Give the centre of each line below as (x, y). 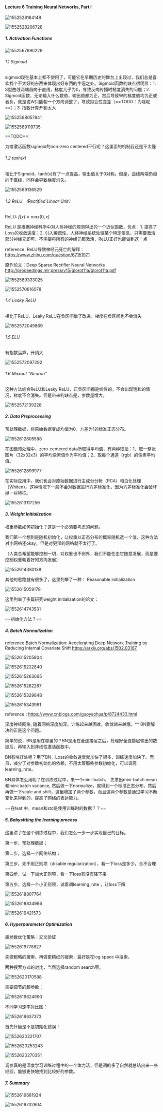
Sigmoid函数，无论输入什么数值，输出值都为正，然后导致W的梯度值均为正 (79, 96)
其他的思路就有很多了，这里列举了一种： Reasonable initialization (70, 579)
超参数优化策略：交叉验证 (31, 937)
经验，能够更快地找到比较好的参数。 (41, 1072)
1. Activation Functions (29, 38)
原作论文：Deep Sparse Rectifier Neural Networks (55, 265)
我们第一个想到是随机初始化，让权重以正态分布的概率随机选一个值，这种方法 (81, 537)
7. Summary (17, 1083)
